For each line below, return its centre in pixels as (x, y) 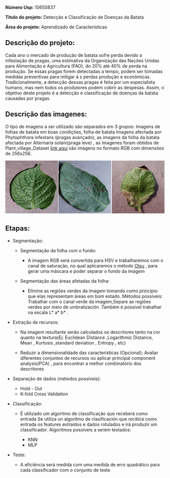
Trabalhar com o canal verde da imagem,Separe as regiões (89, 301)
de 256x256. (18, 153)
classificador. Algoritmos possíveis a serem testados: (76, 430)
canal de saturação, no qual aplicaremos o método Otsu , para (93, 265)
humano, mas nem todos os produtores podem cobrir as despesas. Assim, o (85, 87)
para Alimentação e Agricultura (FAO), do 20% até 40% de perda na (76, 66)
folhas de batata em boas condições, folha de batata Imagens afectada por (83, 132)
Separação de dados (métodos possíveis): (57, 379)
